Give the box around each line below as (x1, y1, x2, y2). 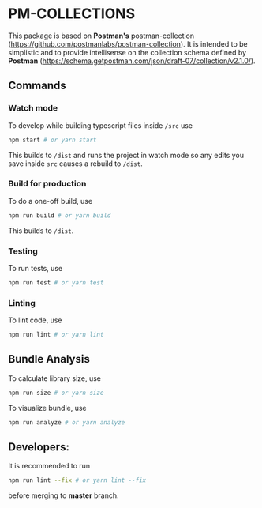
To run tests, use (8, 263, 63, 273)
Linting (8, 297, 36, 308)
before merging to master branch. (8, 491, 120, 500)
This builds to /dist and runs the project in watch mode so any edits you (8, 150, 245, 160)
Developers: (8, 440, 69, 453)
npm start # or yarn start (8, 136, 97, 144)
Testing (8, 246, 38, 257)
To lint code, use (8, 315, 62, 325)
